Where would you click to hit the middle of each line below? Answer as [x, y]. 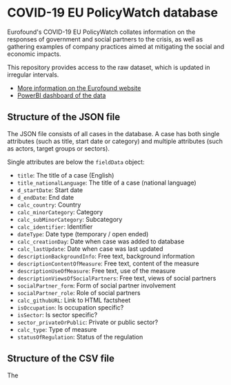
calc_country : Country [49, 205]
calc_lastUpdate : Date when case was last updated [90, 248]
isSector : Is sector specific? [57, 314]
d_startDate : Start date [50, 190]
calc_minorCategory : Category [60, 212]
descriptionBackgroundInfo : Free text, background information [106, 256]
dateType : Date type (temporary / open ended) [83, 234]
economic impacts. [34, 54]
